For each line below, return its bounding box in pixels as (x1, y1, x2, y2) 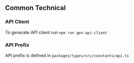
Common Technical (5, 4, 66, 12)
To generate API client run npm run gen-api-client (5, 29, 107, 35)
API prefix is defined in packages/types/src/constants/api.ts (5, 52, 129, 58)
